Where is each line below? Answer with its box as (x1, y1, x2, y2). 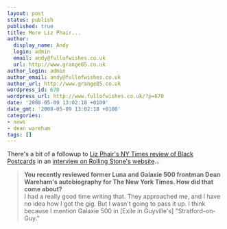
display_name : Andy (13, 42, 69, 49)
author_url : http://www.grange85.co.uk (7, 80, 121, 87)
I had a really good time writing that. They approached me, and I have (23, 193, 221, 201)
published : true (7, 23, 53, 29)
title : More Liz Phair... (7, 29, 81, 36)
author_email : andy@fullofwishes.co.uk (7, 73, 121, 81)
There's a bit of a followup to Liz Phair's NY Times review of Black (7, 150, 194, 158)
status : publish (7, 16, 53, 23)
